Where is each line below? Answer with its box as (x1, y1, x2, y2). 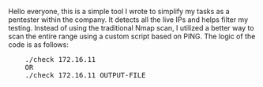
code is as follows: (8, 40, 69, 49)
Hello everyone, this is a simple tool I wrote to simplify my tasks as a (8, 7, 231, 16)
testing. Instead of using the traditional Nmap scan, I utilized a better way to (8, 24, 254, 32)
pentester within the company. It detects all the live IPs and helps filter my (8, 15, 249, 24)
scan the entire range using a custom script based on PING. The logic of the (8, 31, 256, 41)
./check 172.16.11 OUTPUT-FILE (24, 71, 146, 79)
